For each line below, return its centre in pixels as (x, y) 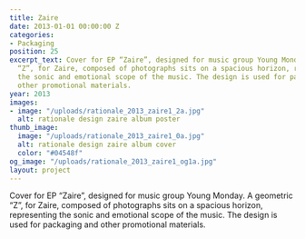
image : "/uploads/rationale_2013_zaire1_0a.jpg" (111, 136)
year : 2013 (30, 94)
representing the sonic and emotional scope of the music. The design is (143, 215)
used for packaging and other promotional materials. (108, 224)
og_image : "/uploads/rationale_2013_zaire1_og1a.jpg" (113, 161)
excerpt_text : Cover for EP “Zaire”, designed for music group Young (144, 60)
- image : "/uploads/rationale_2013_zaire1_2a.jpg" (107, 111)
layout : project (40, 170)
